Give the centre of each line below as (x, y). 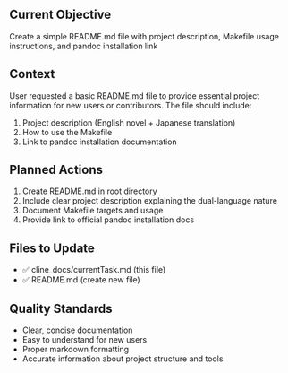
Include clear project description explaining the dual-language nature (149, 201)
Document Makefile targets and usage (93, 211)
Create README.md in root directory (90, 191)
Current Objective (60, 15)
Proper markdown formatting (76, 350)
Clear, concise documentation (77, 330)
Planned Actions (56, 170)
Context (32, 74)
